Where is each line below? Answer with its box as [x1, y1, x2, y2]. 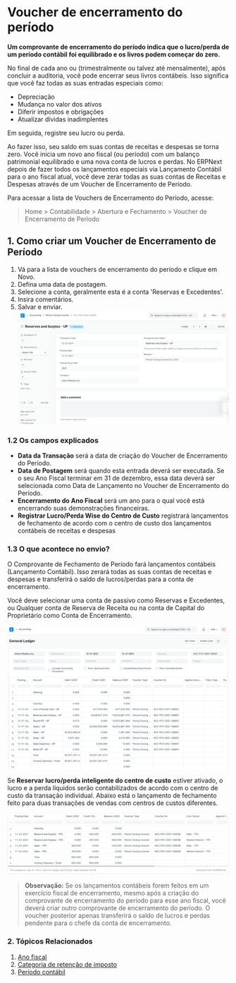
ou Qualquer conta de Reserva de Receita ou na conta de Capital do [7, 604, 205, 612]
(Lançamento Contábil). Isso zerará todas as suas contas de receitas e [7, 568, 212, 576]
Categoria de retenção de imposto [17, 960, 118, 968]
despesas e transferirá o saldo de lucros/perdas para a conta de [7, 575, 194, 583]
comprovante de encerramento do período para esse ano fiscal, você [24, 896, 227, 905]
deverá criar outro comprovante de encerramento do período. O [24, 904, 211, 912]
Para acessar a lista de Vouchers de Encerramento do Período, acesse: [7, 193, 214, 202]
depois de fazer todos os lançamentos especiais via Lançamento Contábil [7, 165, 222, 173]
